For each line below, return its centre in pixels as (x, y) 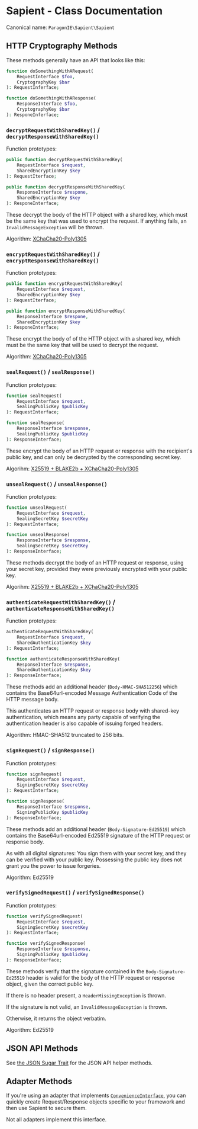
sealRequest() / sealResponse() (51, 372)
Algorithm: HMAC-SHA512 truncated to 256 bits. (65, 735)
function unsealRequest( (37, 508)
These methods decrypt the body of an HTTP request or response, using (95, 562)
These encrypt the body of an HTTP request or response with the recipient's (99, 451)
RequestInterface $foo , (46, 76)
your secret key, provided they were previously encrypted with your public (97, 569)
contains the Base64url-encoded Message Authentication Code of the (92, 693)
